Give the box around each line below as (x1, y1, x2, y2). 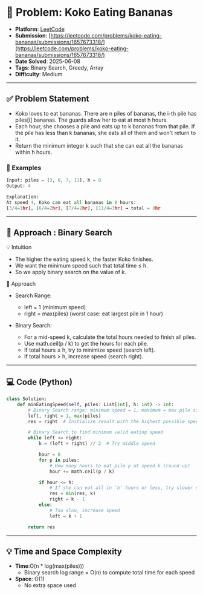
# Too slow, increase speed (49, 507, 120, 513)
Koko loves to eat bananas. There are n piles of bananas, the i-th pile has (14, 110, 197, 117)
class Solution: (6, 396, 47, 402)
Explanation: (6, 194, 39, 200)
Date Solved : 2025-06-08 (14, 58, 80, 65)
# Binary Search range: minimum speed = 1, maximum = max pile (28, 407, 190, 413)
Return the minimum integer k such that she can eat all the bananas (14, 142, 183, 149)
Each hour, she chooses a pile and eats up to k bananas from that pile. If (14, 122, 195, 130)
